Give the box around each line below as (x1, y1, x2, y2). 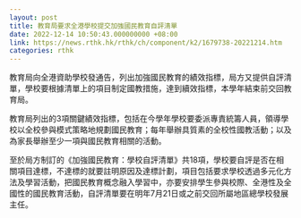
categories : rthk (9, 46, 74, 55)
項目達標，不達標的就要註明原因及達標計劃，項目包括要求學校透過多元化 (16, 166, 284, 177)
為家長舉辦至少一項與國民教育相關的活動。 (9, 136, 167, 147)
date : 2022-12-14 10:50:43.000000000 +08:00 (9, 29, 178, 38)
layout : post (9, 13, 58, 22)
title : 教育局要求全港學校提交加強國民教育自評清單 (9, 21, 177, 30)
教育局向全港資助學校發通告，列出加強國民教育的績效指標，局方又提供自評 (9, 72, 284, 83)
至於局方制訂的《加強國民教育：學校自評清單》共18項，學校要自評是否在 (9, 155, 277, 165)
